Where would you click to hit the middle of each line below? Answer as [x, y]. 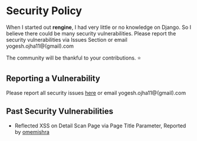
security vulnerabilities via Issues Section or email [67, 40]
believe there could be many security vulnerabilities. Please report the [91, 33]
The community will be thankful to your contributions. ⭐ [74, 58]
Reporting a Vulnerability [53, 79]
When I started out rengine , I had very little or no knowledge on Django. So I [99, 27]
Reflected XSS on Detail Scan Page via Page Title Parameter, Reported [100, 126]
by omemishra [32, 132]
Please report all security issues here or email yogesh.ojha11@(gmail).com [96, 93]
